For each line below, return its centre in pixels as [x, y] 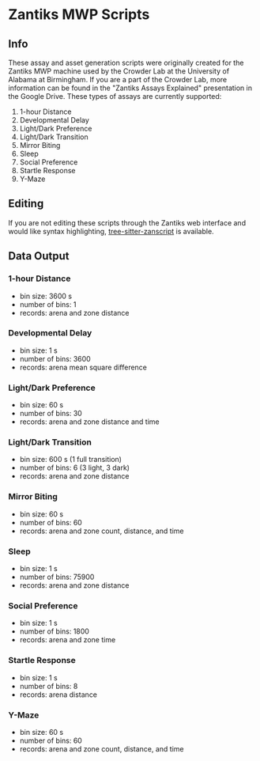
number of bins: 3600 [55, 358]
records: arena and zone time [68, 640]
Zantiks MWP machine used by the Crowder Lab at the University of [119, 71]
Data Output [39, 256]
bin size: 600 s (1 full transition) [71, 460]
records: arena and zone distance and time [89, 422]
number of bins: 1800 [54, 631]
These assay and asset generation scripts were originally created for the [126, 62]
